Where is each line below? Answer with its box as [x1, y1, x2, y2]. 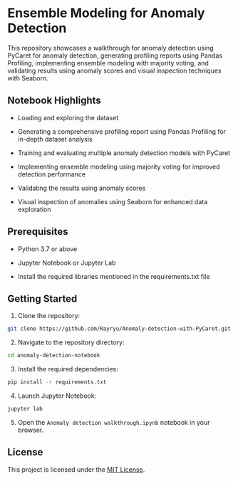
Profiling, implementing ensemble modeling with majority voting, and [7, 58, 209, 67]
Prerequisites [7, 226, 68, 238]
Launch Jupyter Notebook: [17, 391, 97, 400]
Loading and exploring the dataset [17, 113, 119, 122]
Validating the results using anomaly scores [17, 184, 146, 192]
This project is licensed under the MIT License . [7, 465, 145, 474]
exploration [17, 205, 51, 213]
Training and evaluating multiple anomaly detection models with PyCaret [17, 148, 230, 157]
